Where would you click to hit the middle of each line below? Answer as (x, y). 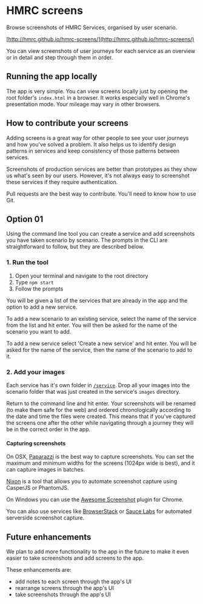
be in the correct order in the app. (48, 429)
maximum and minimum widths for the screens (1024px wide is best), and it (101, 463)
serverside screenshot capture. (45, 518)
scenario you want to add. (39, 331)
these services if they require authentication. (62, 182)
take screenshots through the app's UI (63, 594)
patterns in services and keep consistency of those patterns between (93, 151)
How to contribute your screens (67, 123)
